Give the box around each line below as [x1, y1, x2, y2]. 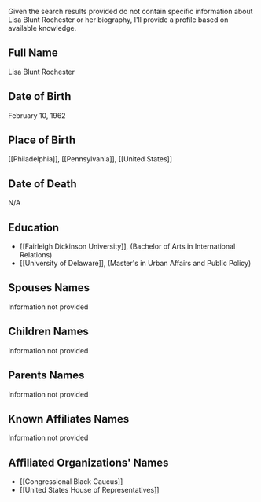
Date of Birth [8, 90, 72, 103]
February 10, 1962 [8, 110, 66, 120]
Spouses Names [8, 281, 90, 294]
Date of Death [8, 177, 77, 190]
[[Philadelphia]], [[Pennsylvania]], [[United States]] [8, 154, 173, 164]
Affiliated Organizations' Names [8, 456, 169, 469]
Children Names [8, 325, 89, 338]
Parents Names [8, 369, 85, 382]
